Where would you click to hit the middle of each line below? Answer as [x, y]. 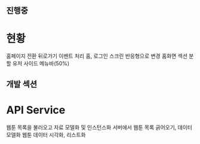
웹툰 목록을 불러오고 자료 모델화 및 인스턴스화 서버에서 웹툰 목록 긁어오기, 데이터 [99, 127]
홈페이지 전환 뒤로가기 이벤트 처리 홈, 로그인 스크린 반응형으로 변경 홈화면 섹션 [97, 56]
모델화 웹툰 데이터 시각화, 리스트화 [46, 134]
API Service [36, 110]
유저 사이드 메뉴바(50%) [41, 64]
